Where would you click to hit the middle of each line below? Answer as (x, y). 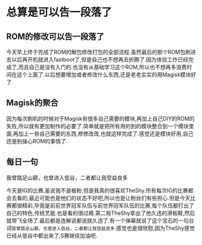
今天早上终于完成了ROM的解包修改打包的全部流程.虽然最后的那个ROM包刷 (99, 52)
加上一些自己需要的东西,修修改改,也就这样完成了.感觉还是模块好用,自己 (106, 134)
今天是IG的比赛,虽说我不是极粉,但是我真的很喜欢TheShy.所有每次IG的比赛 (97, 190)
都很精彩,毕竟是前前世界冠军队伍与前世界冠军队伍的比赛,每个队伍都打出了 (103, 205)
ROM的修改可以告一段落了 (55, 36)
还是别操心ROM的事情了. (37, 141)
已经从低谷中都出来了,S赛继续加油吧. (52, 235)
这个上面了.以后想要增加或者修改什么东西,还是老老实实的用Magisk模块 (104, 75)
